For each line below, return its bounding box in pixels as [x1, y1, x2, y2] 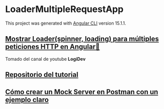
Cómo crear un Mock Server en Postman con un [5, 87, 158, 96]
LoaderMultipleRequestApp [5, 4, 124, 15]
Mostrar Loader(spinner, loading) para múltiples [5, 35, 159, 43]
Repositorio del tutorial [5, 70, 78, 79]
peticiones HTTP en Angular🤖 [5, 43, 100, 51]
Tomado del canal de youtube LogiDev [5, 56, 86, 62]
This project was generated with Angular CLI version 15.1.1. [5, 20, 127, 26]
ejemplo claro [5, 95, 49, 104]
